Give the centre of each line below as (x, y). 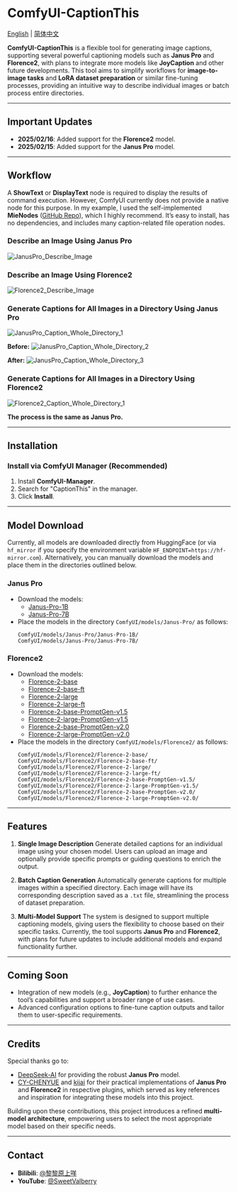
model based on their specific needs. (62, 1126)
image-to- (203, 70)
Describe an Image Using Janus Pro (70, 241)
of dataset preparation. (51, 903)
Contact (25, 1155)
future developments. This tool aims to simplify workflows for (97, 70)
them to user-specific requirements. (70, 1015)
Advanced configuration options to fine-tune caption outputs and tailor (121, 1008)
